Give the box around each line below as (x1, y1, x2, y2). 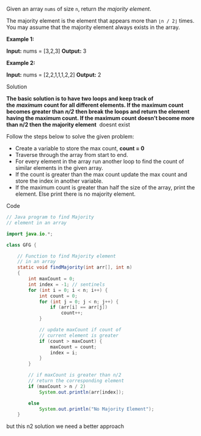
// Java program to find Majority (6, 214, 95, 220)
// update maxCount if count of (38, 327, 122, 333)
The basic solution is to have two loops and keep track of (6, 95, 154, 102)
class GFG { (6, 242, 37, 248)
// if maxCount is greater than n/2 (28, 372, 122, 378)
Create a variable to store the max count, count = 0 (15, 145, 145, 152)
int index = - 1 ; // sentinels (28, 281, 105, 288)
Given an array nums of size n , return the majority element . (6, 6, 152, 12)
